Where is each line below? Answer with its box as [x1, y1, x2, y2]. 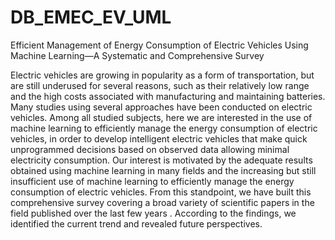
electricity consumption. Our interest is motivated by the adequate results [10, 154, 313, 166]
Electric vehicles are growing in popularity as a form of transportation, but [10, 69, 315, 81]
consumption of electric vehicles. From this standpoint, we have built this [10, 186, 312, 198]
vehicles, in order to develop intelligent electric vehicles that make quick [10, 132, 308, 145]
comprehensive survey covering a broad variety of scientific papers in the [10, 196, 315, 208]
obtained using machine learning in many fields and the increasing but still [10, 164, 317, 176]
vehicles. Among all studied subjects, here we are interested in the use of [10, 111, 313, 123]
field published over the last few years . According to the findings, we [10, 207, 297, 219]
